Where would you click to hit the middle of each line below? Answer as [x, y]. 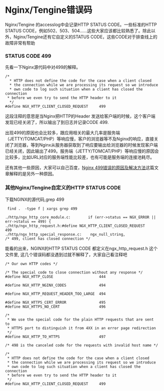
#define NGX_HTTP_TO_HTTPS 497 [55, 337]
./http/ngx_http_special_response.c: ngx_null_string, [65, 234]
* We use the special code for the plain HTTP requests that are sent [80, 319]
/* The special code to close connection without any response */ [74, 272]
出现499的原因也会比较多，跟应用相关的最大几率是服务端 [63, 133]
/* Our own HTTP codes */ [31, 264]
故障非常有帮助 [20, 43]
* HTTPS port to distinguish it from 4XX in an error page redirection [82, 328]
